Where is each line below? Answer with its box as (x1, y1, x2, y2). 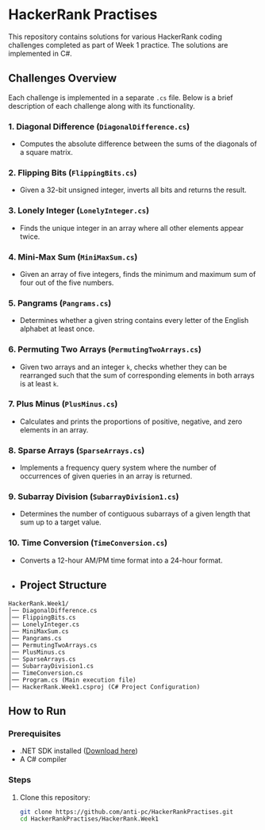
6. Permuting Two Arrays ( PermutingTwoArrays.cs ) (8, 344, 202, 355)
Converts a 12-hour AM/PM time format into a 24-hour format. (19, 555, 224, 565)
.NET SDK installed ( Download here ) (19, 746, 139, 755)
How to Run (8, 704, 67, 717)
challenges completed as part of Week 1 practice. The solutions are (8, 40, 229, 49)
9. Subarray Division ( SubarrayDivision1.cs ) (8, 491, 179, 502)
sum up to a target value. (19, 517, 102, 527)
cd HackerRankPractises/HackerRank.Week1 (19, 815, 159, 823)
